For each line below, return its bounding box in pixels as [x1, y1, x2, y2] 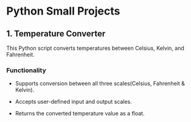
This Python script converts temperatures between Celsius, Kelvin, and [6, 44, 184, 52]
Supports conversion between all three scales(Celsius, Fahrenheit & [15, 80, 186, 87]
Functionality [6, 66, 47, 74]
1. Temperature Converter [6, 29, 106, 39]
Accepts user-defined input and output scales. [15, 98, 132, 106]
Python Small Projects [6, 4, 120, 18]
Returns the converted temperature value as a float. [15, 110, 145, 117]
